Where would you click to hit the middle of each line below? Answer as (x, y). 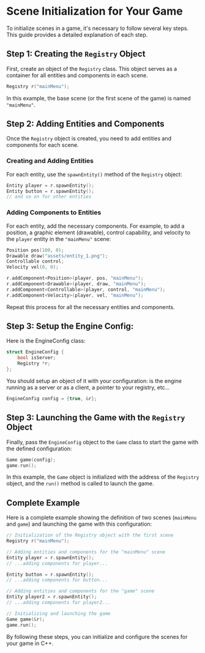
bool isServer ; (37, 358)
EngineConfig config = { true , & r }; (52, 398)
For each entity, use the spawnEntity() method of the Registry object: (94, 174)
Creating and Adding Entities (50, 161)
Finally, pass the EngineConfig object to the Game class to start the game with (102, 442)
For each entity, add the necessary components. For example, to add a (95, 226)
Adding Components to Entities (54, 212)
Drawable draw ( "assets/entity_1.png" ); (57, 256)
